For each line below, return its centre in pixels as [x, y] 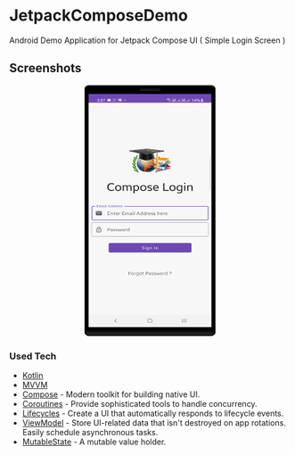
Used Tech [33, 356]
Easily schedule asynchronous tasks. [90, 433]
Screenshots [45, 68]
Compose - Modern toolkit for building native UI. [111, 394]
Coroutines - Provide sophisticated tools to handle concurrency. [139, 404]
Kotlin [33, 376]
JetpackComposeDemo [99, 16]
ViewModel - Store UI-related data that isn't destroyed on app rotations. [154, 423]
